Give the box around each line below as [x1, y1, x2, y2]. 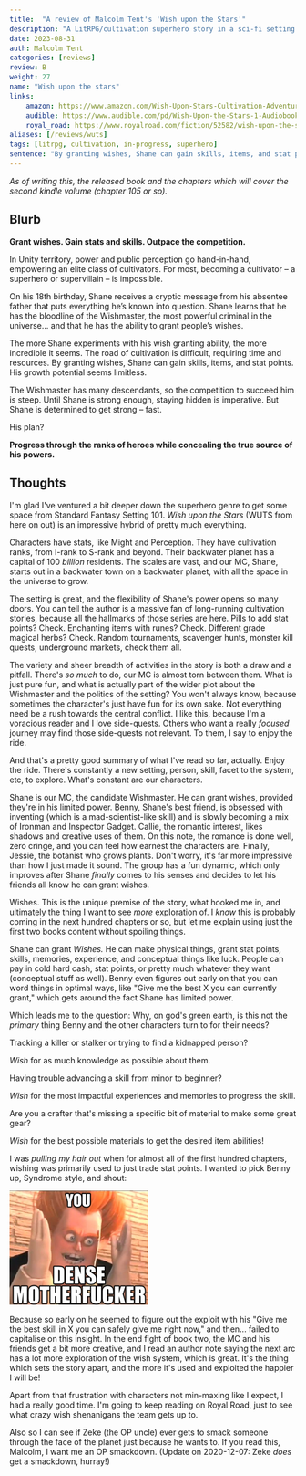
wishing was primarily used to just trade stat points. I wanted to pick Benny [9, 1162, 291, 1173]
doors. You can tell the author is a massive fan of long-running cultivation [9, 602, 285, 613]
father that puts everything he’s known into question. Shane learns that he [9, 300, 287, 311]
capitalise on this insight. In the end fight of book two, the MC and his [9, 1333, 270, 1344]
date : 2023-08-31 [9, 34, 76, 43]
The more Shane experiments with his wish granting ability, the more [9, 338, 267, 349]
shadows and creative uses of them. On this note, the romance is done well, [9, 831, 294, 842]
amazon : [25, 101, 55, 110]
